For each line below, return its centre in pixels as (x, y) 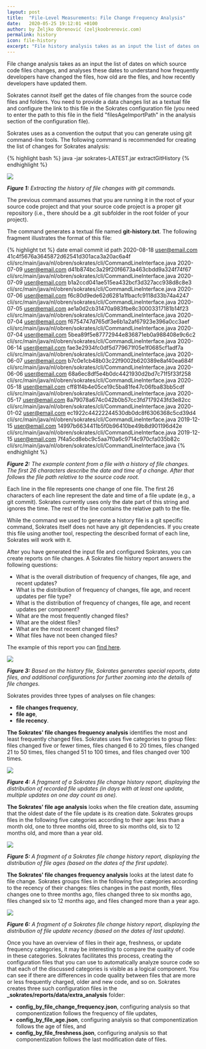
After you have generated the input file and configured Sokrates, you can (99, 552)
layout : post (24, 12)
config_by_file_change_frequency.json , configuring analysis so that (103, 1007)
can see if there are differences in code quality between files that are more (101, 975)
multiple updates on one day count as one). (62, 795)
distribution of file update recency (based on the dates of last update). (96, 931)
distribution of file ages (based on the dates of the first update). (88, 862)
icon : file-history (32, 41)
